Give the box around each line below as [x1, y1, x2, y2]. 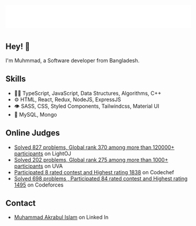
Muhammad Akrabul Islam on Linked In [14, 214, 109, 221]
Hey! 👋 [5, 41, 31, 51]
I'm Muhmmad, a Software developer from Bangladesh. [5, 57, 139, 64]
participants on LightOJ [14, 149, 71, 157]
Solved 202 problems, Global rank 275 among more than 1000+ [14, 156, 168, 163]
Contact [5, 198, 36, 208]
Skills [5, 74, 26, 84]
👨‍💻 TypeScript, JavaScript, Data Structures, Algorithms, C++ [14, 89, 161, 97]
